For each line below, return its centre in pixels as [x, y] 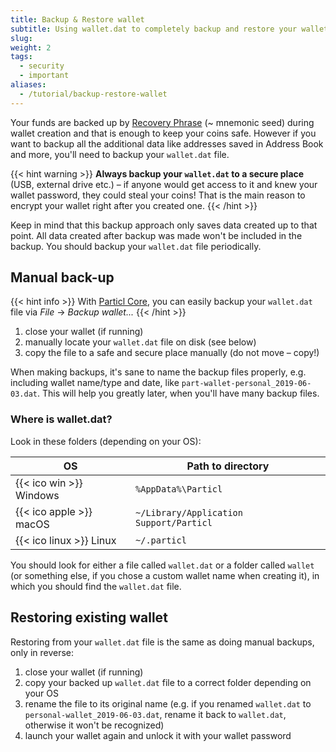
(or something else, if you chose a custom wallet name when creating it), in [165, 575]
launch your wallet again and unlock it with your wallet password [158, 735]
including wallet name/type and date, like [95, 383]
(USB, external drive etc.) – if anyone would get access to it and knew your [164, 184]
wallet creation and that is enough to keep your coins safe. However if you [163, 133]
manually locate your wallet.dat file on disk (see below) [140, 342]
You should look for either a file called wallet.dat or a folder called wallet [162, 565]
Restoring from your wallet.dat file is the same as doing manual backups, [162, 642]
